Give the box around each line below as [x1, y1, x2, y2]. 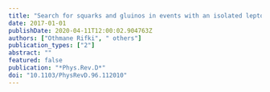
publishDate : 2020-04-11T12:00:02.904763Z [8, 26, 153, 34]
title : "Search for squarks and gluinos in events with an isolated [8, 11, 243, 20]
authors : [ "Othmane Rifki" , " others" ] [8, 34, 142, 42]
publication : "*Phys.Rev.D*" [8, 64, 106, 72]
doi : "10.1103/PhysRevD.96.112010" [8, 71, 128, 79]
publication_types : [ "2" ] [8, 42, 95, 50]
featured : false [8, 57, 63, 65]
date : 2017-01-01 [8, 19, 67, 27]
